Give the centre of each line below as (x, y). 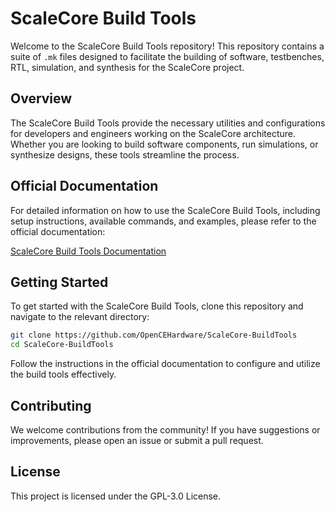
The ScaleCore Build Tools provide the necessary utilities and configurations (168, 123)
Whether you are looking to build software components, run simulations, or (164, 144)
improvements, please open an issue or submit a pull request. (137, 440)
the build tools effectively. (63, 374)
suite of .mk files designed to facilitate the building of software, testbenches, (167, 56)
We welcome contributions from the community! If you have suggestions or (165, 429)
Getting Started (59, 282)
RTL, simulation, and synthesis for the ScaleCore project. (127, 67)
